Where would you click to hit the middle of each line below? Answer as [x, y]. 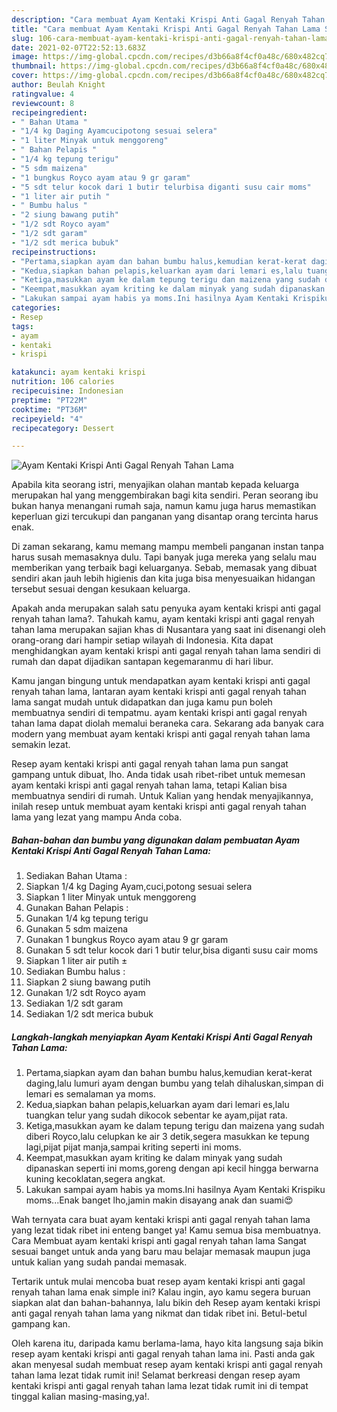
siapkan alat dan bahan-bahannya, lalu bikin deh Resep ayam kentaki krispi [166, 1303]
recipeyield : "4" [47, 419]
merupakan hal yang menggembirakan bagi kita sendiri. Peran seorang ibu [165, 495]
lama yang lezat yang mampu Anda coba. [97, 817]
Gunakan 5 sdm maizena [77, 929]
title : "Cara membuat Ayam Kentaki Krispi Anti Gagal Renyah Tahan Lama [166, 29]
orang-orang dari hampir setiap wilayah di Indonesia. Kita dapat [142, 640]
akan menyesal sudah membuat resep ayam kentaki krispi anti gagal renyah [167, 1365]
